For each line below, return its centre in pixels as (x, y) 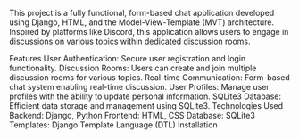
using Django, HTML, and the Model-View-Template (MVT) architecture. (142, 22)
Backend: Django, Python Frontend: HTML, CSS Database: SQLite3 (133, 115)
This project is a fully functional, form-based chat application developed (142, 13)
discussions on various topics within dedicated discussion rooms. (130, 41)
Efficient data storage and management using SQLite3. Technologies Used (146, 106)
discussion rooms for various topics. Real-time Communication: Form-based (149, 78)
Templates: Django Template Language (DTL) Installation (113, 125)
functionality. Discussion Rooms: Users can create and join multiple (133, 68)
